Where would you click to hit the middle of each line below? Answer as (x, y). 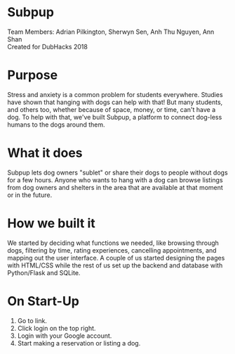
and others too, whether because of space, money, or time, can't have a (112, 109)
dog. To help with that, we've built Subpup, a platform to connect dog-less (115, 117)
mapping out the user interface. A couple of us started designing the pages (116, 258)
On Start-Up (43, 301)
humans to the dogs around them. (56, 125)
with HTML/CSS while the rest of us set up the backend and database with (115, 265)
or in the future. (30, 195)
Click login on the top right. (56, 328)
